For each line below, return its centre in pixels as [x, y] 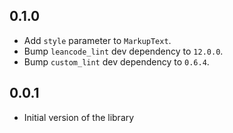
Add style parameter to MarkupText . [97, 40]
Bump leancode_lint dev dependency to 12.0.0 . [123, 51]
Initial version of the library [79, 117]
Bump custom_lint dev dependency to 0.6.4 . [116, 61]
